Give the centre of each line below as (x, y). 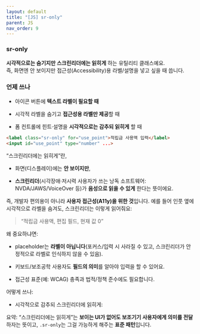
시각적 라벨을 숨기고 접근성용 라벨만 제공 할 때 (67, 114)
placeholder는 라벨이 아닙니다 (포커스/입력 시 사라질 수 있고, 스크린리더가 (100, 246)
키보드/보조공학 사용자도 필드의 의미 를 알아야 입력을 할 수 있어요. (90, 266)
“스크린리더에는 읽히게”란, (36, 155)
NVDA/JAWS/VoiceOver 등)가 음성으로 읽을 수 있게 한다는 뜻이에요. (94, 188)
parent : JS (20, 23)
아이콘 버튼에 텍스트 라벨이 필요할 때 (57, 101)
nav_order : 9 (22, 28)
